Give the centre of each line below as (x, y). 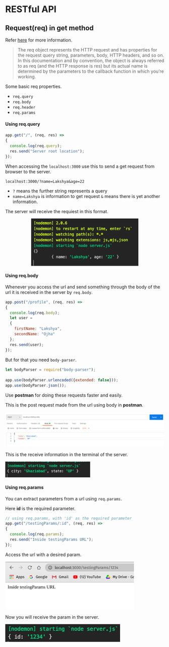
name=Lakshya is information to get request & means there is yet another (86, 196)
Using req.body (22, 276)
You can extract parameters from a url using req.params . (64, 499)
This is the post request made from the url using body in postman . (74, 405)
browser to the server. (28, 171)
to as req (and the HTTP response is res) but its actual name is (82, 66)
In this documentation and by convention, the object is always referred (91, 61)
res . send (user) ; (27, 344)
